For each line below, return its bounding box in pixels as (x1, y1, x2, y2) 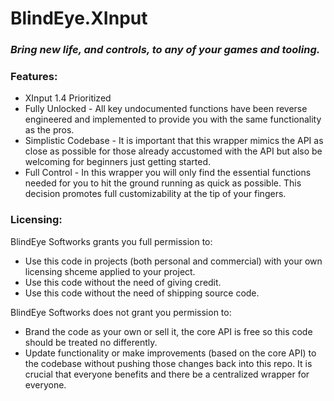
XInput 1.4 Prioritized (24, 92, 112, 104)
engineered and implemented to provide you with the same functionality (24, 113, 322, 126)
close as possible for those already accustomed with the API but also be (24, 145, 323, 157)
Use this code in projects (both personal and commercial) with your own (24, 255, 323, 267)
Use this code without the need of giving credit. (24, 276, 222, 288)
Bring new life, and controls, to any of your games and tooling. (10, 43, 321, 57)
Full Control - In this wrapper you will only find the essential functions (24, 167, 312, 179)
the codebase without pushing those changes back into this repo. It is (24, 357, 313, 369)
